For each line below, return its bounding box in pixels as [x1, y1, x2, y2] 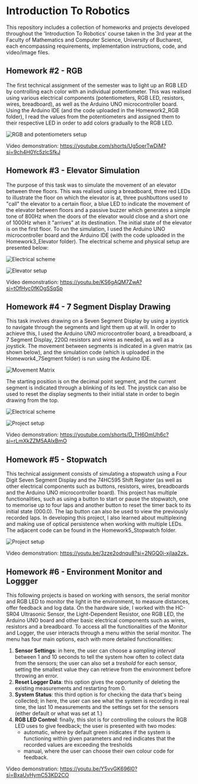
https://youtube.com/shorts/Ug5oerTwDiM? [60, 142, 167, 149]
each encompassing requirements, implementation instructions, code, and [6, 43, 187, 50]
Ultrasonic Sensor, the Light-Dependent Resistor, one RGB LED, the [20, 610, 184, 617]
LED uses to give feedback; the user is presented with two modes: [14, 723, 177, 729]
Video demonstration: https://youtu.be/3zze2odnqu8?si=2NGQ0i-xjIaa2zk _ [6, 549, 189, 557]
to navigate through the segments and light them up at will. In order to [6, 324, 176, 331]
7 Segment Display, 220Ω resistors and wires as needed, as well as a [6, 336, 174, 343]
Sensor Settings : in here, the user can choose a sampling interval [14, 647, 176, 654]
